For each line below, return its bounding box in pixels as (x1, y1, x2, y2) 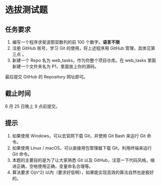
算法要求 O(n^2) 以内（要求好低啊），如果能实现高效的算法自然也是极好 (12, 169, 154, 175)
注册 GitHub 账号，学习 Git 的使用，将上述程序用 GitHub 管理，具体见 (12, 45, 151, 51)
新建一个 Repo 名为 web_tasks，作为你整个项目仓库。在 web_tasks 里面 (12, 57, 157, 63)
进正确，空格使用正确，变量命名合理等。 (12, 163, 93, 169)
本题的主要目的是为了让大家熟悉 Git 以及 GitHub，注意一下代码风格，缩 (12, 157, 155, 163)
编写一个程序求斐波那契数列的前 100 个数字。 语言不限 (12, 39, 120, 45)
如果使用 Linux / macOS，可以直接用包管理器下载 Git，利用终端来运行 (12, 145, 152, 151)
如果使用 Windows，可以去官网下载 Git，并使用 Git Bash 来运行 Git (12, 132, 146, 139)
